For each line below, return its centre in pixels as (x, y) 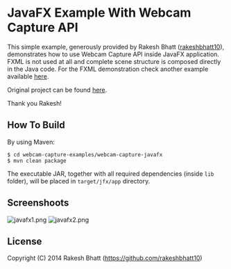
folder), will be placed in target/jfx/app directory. (79, 181)
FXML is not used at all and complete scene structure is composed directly (114, 61)
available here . (28, 76)
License (25, 241)
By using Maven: (31, 142)
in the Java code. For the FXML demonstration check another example (108, 69)
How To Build (36, 125)
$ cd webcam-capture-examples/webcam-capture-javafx (85, 154)
